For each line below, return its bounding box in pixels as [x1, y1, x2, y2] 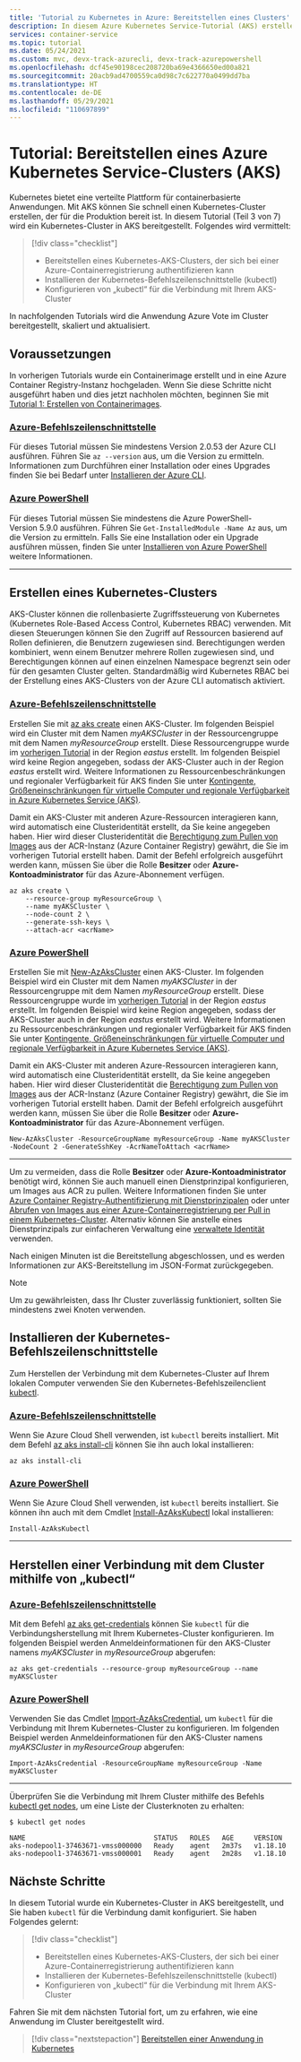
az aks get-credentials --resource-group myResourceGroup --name [9, 1664, 258, 1674]
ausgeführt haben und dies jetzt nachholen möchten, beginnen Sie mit [9, 389, 269, 400]
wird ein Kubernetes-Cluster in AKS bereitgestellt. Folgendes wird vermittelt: [9, 220, 291, 231]
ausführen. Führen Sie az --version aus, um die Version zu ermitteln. [9, 451, 264, 462]
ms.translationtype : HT [9, 80, 99, 89]
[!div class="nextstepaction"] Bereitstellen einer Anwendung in [30, 2033, 264, 2044]
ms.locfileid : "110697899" [9, 105, 110, 114]
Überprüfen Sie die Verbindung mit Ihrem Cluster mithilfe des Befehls [9, 1791, 265, 1802]
